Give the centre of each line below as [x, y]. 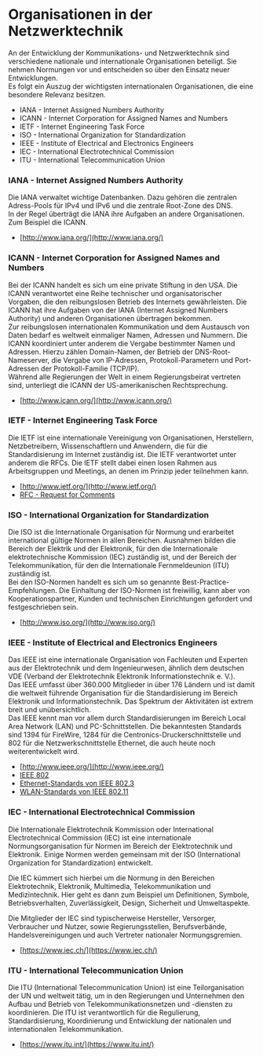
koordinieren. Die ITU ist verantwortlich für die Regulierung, [104, 1013]
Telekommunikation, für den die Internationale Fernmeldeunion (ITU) [119, 565]
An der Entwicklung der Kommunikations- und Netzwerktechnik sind [119, 53]
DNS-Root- [213, 352]
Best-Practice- [206, 582]
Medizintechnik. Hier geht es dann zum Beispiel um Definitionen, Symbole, [129, 894]
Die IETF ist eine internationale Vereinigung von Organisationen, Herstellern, [131, 437]
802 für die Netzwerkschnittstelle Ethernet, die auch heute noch [112, 743]
